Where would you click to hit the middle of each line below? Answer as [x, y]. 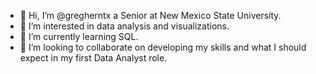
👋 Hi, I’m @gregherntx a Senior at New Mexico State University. [150, 15]
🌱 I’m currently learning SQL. [79, 36]
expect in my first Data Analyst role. [93, 58]
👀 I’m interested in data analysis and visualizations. [124, 26]
